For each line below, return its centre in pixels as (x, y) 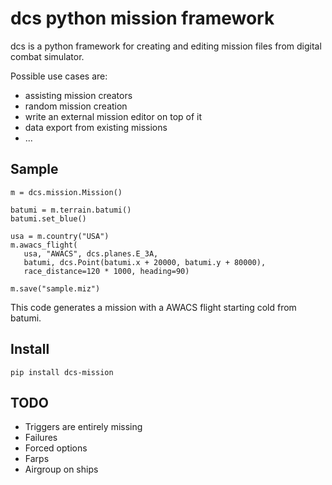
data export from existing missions (96, 127)
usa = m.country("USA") (60, 236)
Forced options (56, 448)
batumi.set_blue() (48, 218)
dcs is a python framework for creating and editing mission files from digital (166, 46)
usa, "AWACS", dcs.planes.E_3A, (91, 253)
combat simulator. (47, 56)
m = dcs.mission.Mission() (66, 192)
